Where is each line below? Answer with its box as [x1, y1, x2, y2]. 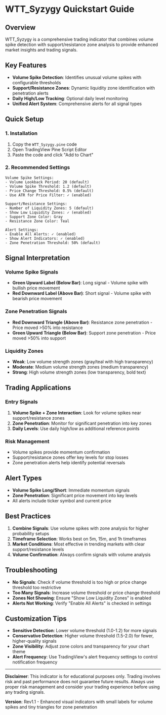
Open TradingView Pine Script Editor [12, 146, 87, 152]
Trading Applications [5, 384, 71, 392]
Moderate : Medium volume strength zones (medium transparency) [12, 364, 149, 370]
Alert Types [5, 474, 42, 483]
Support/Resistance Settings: [5, 201, 68, 206]
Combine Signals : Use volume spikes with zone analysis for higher [12, 525, 149, 531]
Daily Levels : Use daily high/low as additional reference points [12, 425, 140, 432]
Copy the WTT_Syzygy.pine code [12, 141, 77, 147]
